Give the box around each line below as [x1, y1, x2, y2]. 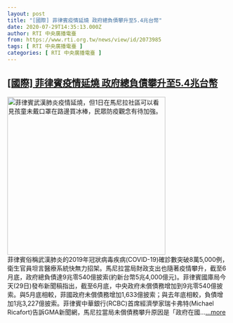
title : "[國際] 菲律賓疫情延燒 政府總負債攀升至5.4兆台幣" [7, 17, 163, 24]
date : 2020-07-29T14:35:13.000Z [7, 23, 102, 30]
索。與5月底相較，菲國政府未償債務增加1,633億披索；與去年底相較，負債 [7, 290, 218, 298]
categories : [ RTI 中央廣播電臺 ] [7, 50, 102, 57]
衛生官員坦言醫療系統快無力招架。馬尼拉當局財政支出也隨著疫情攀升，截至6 [7, 264, 227, 272]
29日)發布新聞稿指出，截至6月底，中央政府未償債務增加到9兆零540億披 [15, 282, 223, 290]
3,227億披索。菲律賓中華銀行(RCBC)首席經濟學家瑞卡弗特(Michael [22, 299, 214, 308]
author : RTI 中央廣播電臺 [7, 29, 77, 37]
